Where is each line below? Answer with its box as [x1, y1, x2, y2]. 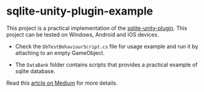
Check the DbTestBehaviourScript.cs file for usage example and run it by [15, 43, 199, 50]
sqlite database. [15, 67, 56, 74]
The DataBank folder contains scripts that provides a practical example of [15, 61, 198, 68]
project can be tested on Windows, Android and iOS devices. [6, 30, 160, 38]
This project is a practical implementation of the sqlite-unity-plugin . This [6, 24, 188, 32]
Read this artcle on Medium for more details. [6, 79, 118, 87]
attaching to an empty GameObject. [15, 49, 105, 56]
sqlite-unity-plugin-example [6, 4, 153, 18]
